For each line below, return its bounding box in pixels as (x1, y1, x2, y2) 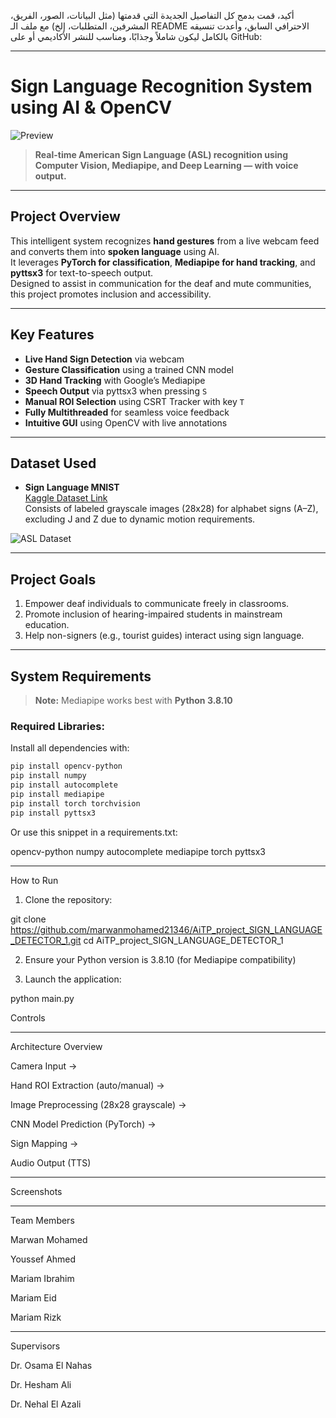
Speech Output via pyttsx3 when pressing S (24, 385, 208, 397)
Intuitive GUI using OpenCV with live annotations (24, 416, 228, 429)
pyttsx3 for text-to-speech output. (10, 266, 154, 279)
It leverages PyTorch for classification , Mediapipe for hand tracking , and (10, 256, 316, 268)
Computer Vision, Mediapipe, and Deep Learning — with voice (34, 159, 299, 171)
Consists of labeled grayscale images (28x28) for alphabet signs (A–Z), (24, 503, 319, 515)
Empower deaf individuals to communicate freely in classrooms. (24, 598, 290, 610)
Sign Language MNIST (24, 481, 120, 494)
